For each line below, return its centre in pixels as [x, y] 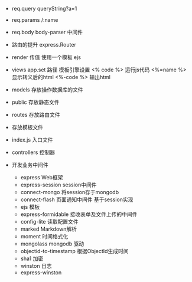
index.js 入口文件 [32, 140]
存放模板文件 [27, 127]
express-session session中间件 [58, 185]
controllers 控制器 [33, 152]
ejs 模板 [30, 207]
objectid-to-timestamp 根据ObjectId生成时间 [74, 251]
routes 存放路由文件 [36, 115]
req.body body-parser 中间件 [47, 32]
